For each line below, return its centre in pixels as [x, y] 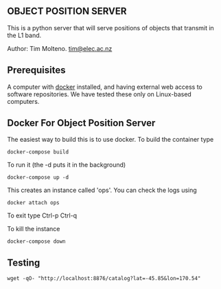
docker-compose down [37, 242]
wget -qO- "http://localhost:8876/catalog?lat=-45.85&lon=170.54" [104, 279]
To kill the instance [34, 229]
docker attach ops [33, 203]
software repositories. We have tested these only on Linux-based [100, 94]
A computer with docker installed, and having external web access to [105, 87]
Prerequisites [36, 71]
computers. [23, 101]
